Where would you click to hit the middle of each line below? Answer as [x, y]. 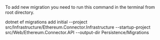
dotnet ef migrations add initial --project [46, 22]
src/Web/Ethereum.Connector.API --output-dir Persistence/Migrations [77, 32]
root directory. [20, 12]
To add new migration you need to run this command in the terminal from [80, 7]
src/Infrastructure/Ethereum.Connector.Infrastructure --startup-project [78, 27]
